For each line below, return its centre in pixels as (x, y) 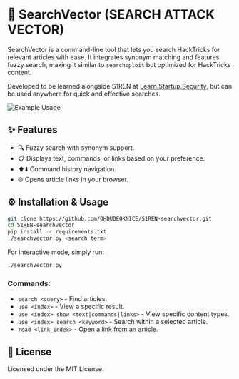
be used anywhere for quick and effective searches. (84, 94)
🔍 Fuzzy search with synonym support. (76, 147)
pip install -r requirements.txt (57, 232)
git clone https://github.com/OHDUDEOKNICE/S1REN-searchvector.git (110, 218)
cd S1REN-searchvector (41, 225)
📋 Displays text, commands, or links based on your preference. (111, 158)
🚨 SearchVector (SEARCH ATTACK (111, 15)
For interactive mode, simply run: (56, 252)
